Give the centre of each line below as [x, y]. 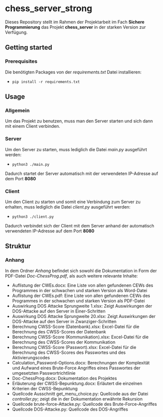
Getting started [29, 47]
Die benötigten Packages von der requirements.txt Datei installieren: [73, 72]
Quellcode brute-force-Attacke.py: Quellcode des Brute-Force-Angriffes [84, 404]
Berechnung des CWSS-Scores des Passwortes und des [69, 352]
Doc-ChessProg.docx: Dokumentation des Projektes [64, 378]
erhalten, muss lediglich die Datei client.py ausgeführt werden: [68, 207]
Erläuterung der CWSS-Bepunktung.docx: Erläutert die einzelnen [77, 383]
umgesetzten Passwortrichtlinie [44, 373]
